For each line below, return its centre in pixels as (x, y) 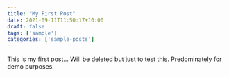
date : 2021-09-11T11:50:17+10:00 (56, 20)
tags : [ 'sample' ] (32, 33)
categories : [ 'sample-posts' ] (51, 40)
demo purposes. (31, 67)
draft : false (26, 26)
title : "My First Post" (42, 14)
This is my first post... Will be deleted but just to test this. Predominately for (114, 59)
